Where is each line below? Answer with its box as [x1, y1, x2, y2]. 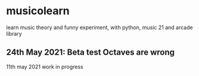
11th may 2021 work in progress [6, 63, 83, 70]
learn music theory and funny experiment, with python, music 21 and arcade [6, 24, 193, 31]
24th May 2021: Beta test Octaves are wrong [6, 47, 175, 58]
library [6, 30, 22, 37]
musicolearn [6, 4, 70, 18]
